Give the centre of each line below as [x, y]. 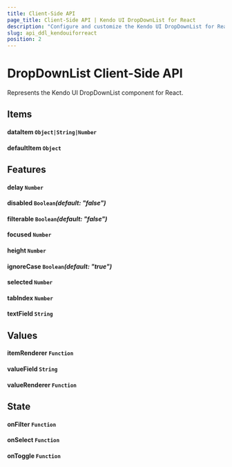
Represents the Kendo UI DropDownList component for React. [95, 93]
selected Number [30, 282]
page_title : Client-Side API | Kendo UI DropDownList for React [101, 20]
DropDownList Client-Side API [95, 74]
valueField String [32, 369]
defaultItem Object [34, 148]
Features [27, 170]
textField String [30, 314]
